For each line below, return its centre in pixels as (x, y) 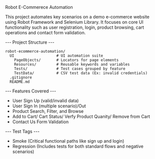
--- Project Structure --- (30, 42)
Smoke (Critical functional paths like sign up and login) (68, 141)
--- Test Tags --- (22, 131)
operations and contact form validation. (45, 33)
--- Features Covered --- (31, 91)
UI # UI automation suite (56, 56)
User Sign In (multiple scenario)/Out (49, 106)
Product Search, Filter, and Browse (48, 111)
